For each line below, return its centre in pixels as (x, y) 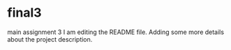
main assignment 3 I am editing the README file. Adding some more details (116, 32)
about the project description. (50, 39)
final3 (24, 13)
